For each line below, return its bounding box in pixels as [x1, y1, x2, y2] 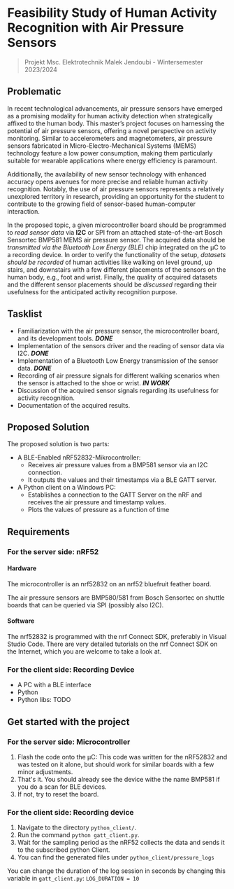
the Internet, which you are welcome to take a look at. [7, 647, 162, 656]
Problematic [7, 85, 61, 97]
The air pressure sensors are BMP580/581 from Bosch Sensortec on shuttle [7, 593, 225, 602]
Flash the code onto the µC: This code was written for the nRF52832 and [17, 753, 228, 761]
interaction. [7, 207, 41, 215]
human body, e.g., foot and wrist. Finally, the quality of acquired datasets [7, 273, 218, 281]
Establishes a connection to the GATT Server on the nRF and [27, 490, 203, 499]
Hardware [7, 564, 37, 572]
